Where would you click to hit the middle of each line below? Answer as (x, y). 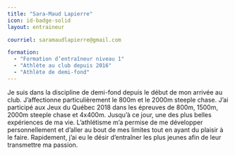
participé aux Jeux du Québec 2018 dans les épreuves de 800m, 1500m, (113, 107)
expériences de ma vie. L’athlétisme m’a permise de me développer (105, 122)
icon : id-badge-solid (39, 20)
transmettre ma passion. (43, 145)
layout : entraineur (36, 27)
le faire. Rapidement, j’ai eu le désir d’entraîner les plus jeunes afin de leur (114, 137)
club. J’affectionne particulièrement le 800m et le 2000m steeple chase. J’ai (118, 100)
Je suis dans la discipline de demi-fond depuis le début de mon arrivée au (115, 92)
